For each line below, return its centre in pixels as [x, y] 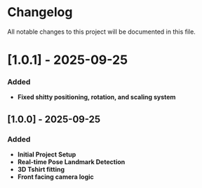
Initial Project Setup [47, 154]
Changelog [40, 12]
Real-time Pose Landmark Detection [71, 162]
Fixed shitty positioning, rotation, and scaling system [96, 97]
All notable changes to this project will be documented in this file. [102, 32]
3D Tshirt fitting [41, 170]
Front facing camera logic [56, 177]
